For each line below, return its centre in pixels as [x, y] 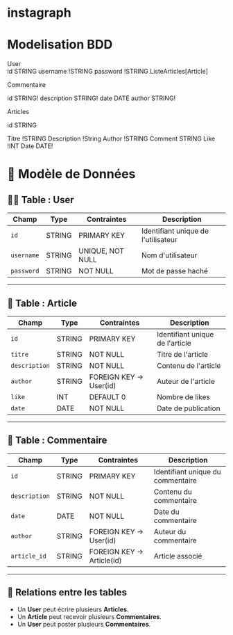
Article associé [178, 556]
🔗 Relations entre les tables [67, 593]
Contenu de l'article [189, 365]
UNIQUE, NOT [102, 251]
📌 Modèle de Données [71, 174]
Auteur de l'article [186, 381]
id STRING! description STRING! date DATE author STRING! [92, 98]
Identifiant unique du [188, 472]
